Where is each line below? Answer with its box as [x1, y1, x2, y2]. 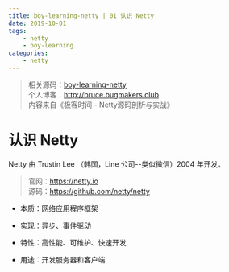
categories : [8, 49, 48, 57]
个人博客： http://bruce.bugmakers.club [27, 89, 160, 99]
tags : [8, 27, 27, 35]
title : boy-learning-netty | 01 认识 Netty [8, 11, 155, 20]
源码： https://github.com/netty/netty [27, 186, 151, 196]
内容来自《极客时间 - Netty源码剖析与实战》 [27, 100, 175, 109]
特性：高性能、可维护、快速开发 [19, 237, 127, 247]
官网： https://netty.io [27, 176, 99, 186]
